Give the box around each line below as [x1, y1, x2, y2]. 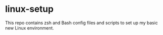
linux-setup [5, 3, 54, 15]
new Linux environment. [5, 25, 54, 31]
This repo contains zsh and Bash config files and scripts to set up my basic [5, 20, 158, 26]
